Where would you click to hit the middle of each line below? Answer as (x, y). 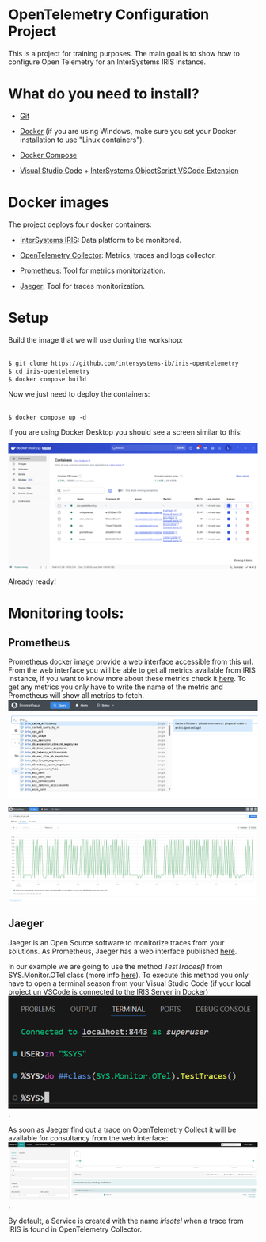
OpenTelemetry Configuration (109, 15)
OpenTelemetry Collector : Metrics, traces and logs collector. (118, 255)
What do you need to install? (104, 94)
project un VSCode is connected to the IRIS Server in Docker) (108, 991)
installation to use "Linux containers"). (82, 140)
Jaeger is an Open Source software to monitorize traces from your (116, 942)
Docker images (59, 203)
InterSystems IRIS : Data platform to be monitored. (101, 240)
